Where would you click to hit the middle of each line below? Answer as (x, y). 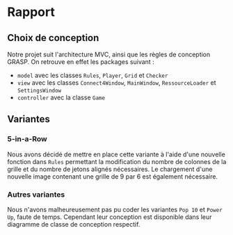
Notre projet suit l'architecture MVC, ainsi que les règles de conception (109, 54)
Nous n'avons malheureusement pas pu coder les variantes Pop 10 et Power (115, 209)
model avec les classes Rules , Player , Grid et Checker (93, 75)
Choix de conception (53, 38)
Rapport (31, 12)
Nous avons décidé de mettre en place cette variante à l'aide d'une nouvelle (116, 154)
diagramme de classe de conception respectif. (74, 224)
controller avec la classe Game (61, 97)
